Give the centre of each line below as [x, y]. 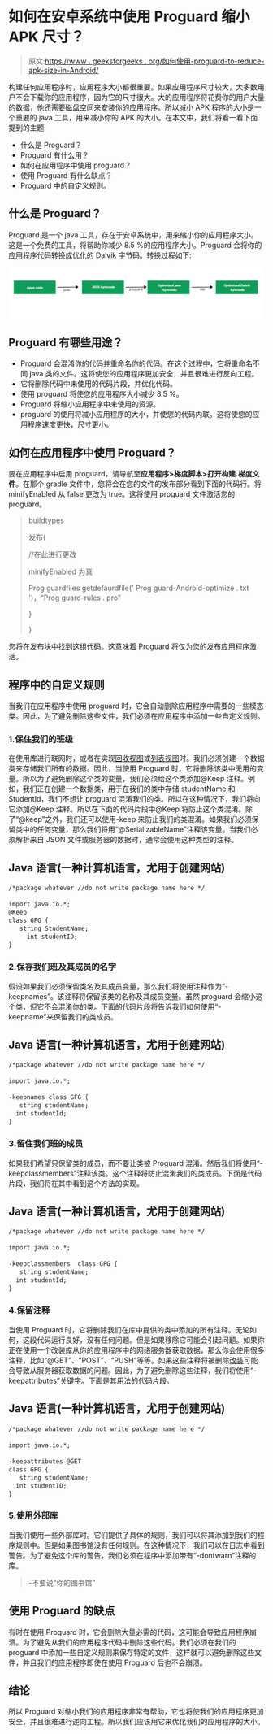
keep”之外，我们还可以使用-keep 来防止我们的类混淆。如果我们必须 [139, 819]
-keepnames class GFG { [49, 1097]
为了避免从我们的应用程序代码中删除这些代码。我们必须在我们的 [129, 1642]
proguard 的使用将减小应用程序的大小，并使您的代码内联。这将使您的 [136, 415]
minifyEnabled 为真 [61, 572]
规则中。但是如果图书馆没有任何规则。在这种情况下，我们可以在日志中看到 [140, 1545]
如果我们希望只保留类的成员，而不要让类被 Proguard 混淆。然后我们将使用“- [136, 1163]
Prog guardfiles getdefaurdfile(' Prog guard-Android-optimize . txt [139, 588]
